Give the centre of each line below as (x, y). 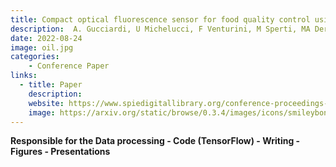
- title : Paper (51, 85)
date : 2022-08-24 (46, 38)
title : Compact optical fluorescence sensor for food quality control (160, 19)
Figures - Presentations (60, 152)
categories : (35, 57)
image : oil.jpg (42, 47)
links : (24, 76)
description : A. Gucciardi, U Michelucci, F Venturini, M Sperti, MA (160, 29)
